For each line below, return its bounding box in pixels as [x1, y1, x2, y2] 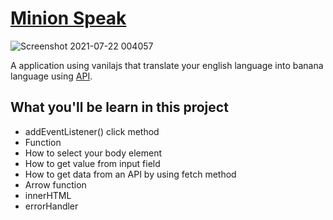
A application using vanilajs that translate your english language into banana [10, 59, 324, 71]
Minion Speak [10, 7, 127, 30]
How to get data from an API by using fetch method [24, 168, 237, 180]
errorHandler [24, 200, 79, 212]
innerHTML [24, 189, 72, 201]
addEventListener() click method [24, 125, 160, 137]
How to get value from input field [24, 157, 161, 169]
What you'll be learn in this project [10, 99, 229, 116]
